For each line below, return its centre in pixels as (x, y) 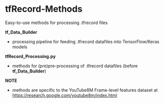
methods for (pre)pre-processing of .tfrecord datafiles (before (75, 66)
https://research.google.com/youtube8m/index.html (65, 95)
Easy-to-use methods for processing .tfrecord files (56, 23)
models (20, 47)
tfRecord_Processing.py (30, 56)
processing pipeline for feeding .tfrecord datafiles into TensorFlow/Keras (86, 41)
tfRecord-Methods (44, 9)
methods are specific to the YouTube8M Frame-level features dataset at (85, 90)
